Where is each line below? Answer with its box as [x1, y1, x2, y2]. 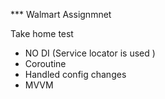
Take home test [10, 28, 74, 39]
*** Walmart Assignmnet [10, 9, 112, 20]
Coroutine [24, 58, 67, 69]
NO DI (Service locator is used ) [24, 47, 156, 59]
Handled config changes [24, 69, 127, 80]
